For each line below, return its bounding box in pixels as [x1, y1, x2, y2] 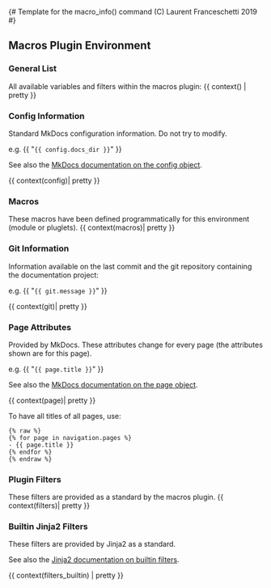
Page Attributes [8, 321, 71, 332]
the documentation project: [8, 270, 100, 280]
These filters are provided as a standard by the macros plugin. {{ [8, 493, 224, 502]
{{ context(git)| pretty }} [8, 301, 87, 311]
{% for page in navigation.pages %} [8, 434, 132, 442]
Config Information [8, 110, 85, 121]
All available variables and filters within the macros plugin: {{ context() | [8, 81, 247, 91]
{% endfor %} [8, 448, 53, 456]
